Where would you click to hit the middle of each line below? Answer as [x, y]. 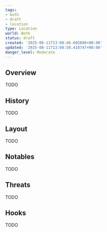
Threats [18, 185]
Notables [20, 157]
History [17, 101]
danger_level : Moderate [30, 52]
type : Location [21, 29]
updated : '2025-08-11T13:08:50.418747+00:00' [54, 48]
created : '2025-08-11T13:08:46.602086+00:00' [54, 43]
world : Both [18, 33]
